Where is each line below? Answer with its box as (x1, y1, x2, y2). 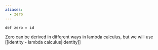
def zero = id (5, 25, 35, 30)
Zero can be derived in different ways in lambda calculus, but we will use (5, 34, 154, 40)
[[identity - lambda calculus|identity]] (5, 39, 81, 45)
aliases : (5, 7, 23, 12)
